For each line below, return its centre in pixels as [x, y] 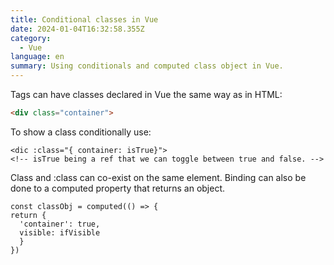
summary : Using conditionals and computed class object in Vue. [147, 66]
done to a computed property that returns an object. [118, 188]
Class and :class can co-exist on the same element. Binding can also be [158, 177]
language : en [37, 57]
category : [31, 38]
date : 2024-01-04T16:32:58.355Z [77, 29]
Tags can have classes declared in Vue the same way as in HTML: [146, 94]
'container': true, [60, 224]
